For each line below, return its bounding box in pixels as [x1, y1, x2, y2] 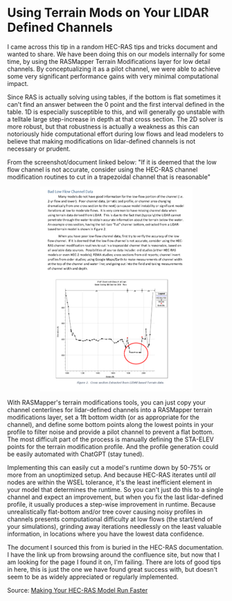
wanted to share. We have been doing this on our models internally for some [7, 50, 225, 58]
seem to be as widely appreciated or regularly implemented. [7, 573, 179, 581]
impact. [7, 79, 29, 87]
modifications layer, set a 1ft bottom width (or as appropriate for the [7, 413, 199, 421]
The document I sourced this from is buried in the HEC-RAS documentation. [7, 543, 224, 552]
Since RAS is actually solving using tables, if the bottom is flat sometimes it [7, 92, 222, 101]
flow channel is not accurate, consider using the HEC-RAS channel [7, 165, 198, 173]
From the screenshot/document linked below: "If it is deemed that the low [7, 158, 217, 166]
